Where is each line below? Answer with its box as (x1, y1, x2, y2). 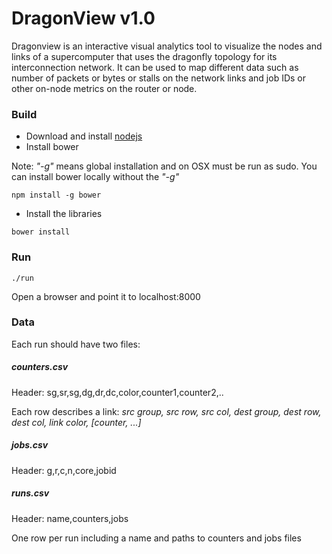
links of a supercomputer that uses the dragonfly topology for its (11, 50, 278, 62)
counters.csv (11, 361, 69, 373)
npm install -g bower (11, 190, 102, 201)
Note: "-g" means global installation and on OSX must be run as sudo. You (11, 160, 318, 172)
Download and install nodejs (25, 130, 143, 142)
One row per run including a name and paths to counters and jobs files (11, 532, 302, 544)
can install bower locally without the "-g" (11, 171, 180, 183)
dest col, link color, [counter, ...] (11, 416, 142, 428)
